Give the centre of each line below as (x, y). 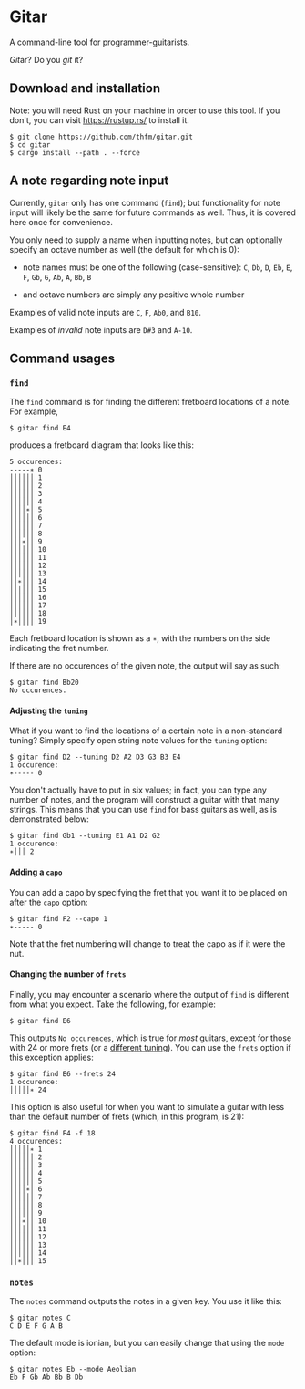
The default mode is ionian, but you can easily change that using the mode (147, 1343)
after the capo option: (49, 902)
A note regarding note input (89, 181)
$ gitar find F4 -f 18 (52, 1133)
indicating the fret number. (59, 648)
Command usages (62, 358)
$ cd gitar (30, 145)
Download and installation (85, 88)
